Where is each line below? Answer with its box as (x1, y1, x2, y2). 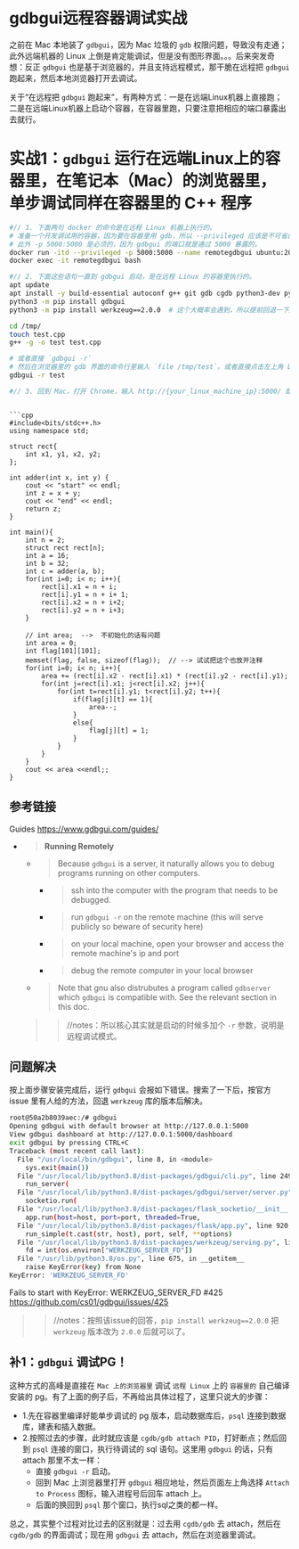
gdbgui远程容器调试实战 (9, 8, 188, 29)
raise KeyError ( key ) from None (25, 1263, 141, 1272)
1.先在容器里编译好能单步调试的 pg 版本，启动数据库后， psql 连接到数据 (21, 1410, 287, 1421)
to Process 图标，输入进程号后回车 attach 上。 (35, 1488, 207, 1498)
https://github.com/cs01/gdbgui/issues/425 (9, 1296, 169, 1307)
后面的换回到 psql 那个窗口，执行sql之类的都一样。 (35, 1499, 223, 1510)
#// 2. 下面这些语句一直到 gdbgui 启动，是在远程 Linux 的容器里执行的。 (9, 273, 256, 282)
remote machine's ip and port (70, 947, 180, 958)
